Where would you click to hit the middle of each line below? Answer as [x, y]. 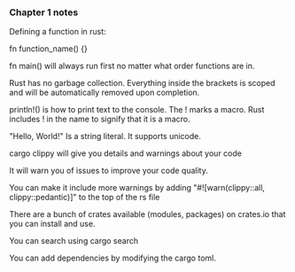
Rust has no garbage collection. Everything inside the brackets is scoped [143, 83]
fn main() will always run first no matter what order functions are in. [132, 66]
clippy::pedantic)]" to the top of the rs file [85, 198]
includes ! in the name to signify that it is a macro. [100, 119]
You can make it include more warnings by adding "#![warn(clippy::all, [137, 188]
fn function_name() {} [49, 49]
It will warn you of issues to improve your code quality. [109, 171]
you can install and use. [52, 224]
